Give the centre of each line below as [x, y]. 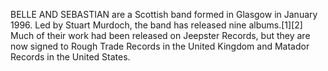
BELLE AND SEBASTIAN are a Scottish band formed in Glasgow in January [164, 14]
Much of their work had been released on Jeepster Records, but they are [160, 35]
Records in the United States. [70, 57]
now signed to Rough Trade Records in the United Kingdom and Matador [160, 46]
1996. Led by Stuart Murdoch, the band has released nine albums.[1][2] [156, 25]
